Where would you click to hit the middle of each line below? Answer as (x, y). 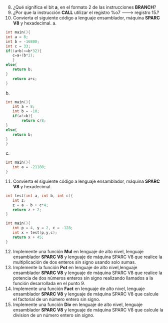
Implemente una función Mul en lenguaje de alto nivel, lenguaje (78, 251)
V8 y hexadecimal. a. (35, 23)
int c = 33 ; (18, 46)
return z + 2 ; (27, 210)
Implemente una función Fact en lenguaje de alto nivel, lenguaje (79, 289)
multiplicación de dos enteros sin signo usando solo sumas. (74, 262)
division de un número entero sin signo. (53, 315)
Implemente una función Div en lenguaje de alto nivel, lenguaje (78, 305)
